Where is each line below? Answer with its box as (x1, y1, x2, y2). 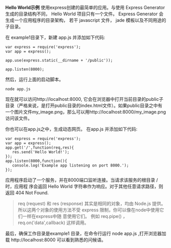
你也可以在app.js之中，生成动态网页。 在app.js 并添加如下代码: (5, 126, 138, 132)
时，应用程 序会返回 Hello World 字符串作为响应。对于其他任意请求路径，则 (5, 183, 163, 189)
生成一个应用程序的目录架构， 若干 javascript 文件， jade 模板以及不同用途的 (5, 17, 166, 23)
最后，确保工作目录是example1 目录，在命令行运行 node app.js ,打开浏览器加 (5, 231, 166, 236)
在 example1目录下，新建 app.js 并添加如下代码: (5, 35, 106, 40)
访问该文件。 (5, 115, 32, 121)
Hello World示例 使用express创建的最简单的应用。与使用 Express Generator (5, 5, 165, 10)
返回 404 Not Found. (5, 190, 49, 196)
